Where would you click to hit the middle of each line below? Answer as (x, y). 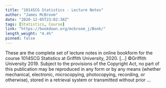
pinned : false (20, 39)
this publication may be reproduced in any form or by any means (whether (83, 69)
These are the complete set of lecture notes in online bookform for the (79, 53)
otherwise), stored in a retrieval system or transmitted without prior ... (78, 80)
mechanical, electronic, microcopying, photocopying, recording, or (75, 74)
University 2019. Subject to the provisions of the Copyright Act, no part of (82, 64)
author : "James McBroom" (32, 15)
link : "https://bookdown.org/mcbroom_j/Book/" (56, 29)
